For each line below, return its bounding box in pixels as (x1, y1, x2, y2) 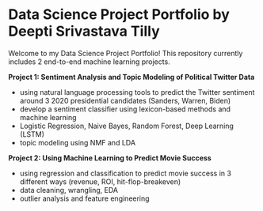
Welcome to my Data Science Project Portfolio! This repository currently (8, 48, 243, 58)
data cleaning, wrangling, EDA (19, 185, 119, 194)
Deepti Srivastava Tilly (8, 22, 160, 40)
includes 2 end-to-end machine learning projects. (8, 57, 170, 66)
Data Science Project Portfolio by (8, 6, 230, 24)
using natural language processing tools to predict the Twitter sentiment (19, 87, 255, 96)
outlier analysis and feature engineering (19, 194, 150, 203)
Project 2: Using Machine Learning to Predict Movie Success (8, 153, 212, 163)
